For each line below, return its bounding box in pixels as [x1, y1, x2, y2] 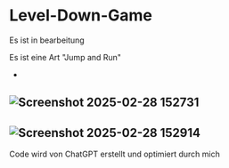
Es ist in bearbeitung [9, 35, 85, 45]
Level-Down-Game [9, 5, 153, 26]
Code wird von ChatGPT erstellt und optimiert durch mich [9, 148, 220, 160]
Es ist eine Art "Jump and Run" [9, 52, 122, 62]
